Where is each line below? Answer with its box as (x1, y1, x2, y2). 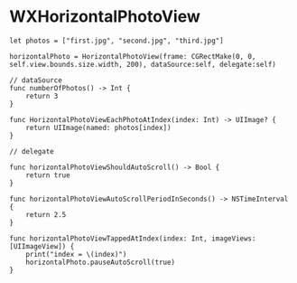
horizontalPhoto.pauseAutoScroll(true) (25, 258, 176, 267)
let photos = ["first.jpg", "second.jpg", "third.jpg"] (9, 36, 224, 45)
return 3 (25, 91, 59, 100)
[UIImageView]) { (9, 241, 75, 250)
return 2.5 (25, 210, 67, 219)
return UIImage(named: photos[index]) (25, 123, 172, 132)
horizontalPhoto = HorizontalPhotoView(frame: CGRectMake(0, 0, (9, 52, 256, 61)
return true (25, 170, 70, 180)
